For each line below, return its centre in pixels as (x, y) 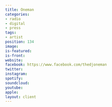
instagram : (16, 74)
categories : (17, 14)
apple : (12, 92)
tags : (11, 33)
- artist (14, 37)
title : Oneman (20, 10)
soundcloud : (17, 83)
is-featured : (19, 51)
